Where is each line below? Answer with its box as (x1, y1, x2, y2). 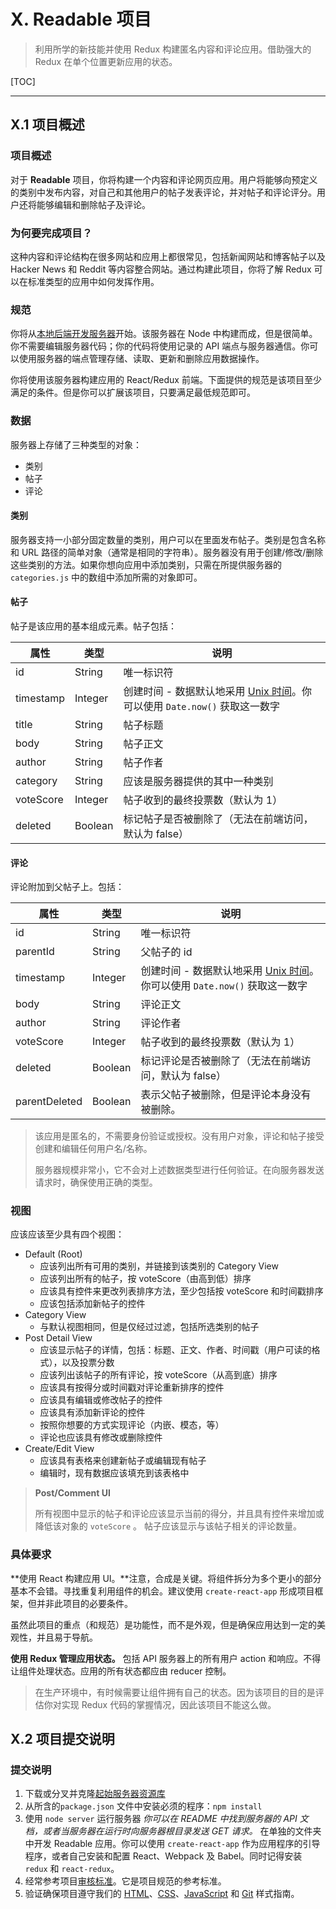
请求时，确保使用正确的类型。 (34, 1176, 158, 1189)
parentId (15, 945, 55, 959)
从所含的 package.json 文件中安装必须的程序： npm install (24, 1800, 263, 1812)
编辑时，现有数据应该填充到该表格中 (39, 1467, 190, 1479)
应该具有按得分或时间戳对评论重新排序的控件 (39, 1381, 225, 1394)
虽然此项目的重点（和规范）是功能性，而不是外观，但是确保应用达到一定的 (10, 1618, 317, 1630)
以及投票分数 (61, 1356, 115, 1369)
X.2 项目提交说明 (10, 1731, 115, 1748)
